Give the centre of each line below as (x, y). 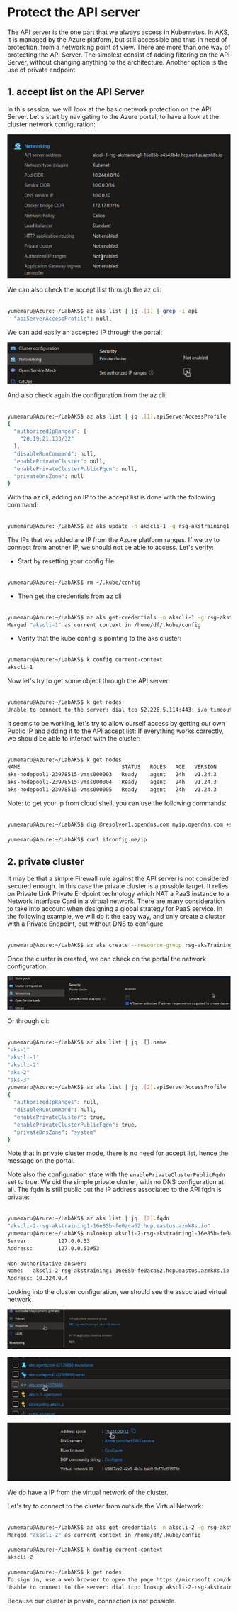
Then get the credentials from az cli (69, 596)
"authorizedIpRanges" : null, (57, 1103)
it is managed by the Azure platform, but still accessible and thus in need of (118, 39)
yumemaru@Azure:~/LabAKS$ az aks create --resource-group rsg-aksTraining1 (121, 945)
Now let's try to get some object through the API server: (89, 681)
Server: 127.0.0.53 (49, 1241)
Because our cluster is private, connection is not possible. (92, 1601)
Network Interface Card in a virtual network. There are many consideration (116, 901)
